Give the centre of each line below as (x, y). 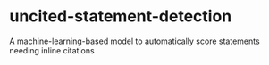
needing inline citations (52, 50)
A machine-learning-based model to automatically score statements (135, 41)
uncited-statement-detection (121, 16)
